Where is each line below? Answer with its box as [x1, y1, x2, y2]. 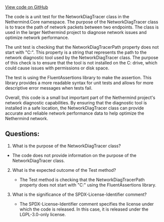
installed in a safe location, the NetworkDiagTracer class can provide [5, 105, 144, 111]
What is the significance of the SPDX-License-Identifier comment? [12, 191, 147, 197]
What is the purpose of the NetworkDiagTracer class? [12, 143, 121, 149]
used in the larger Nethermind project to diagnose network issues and [5, 30, 147, 35]
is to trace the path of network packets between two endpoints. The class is [5, 24, 159, 30]
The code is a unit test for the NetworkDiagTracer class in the [5, 14, 130, 19]
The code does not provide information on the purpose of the [12, 152, 137, 158]
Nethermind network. [5, 116, 48, 121]
